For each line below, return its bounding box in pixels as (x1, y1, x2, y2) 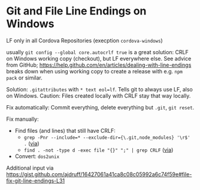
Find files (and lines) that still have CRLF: (14, 127, 116, 134)
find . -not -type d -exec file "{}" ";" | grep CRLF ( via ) (23, 146, 174, 153)
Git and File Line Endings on (6, 4, 147, 18)
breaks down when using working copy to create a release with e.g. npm (6, 67, 183, 75)
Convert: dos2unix (14, 152, 60, 160)
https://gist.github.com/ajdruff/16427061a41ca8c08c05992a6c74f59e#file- (6, 170, 192, 178)
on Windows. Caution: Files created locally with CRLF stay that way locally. (6, 92, 191, 99)
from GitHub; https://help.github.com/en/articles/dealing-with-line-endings (6, 61, 192, 69)
